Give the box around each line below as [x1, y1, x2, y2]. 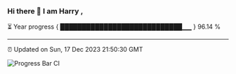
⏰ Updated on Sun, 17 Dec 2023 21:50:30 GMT [7, 45, 143, 54]
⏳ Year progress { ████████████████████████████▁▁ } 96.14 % [7, 22, 221, 31]
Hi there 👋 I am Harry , [7, 6, 84, 16]
